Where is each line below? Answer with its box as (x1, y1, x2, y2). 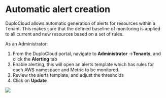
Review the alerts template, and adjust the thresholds (12, 72, 124, 78)
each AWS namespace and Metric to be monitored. (12, 67, 120, 73)
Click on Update (12, 77, 47, 83)
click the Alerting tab (12, 56, 57, 62)
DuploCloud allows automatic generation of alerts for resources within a (5, 20, 156, 26)
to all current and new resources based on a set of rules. (5, 31, 124, 37)
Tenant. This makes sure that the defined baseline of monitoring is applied (5, 25, 161, 31)
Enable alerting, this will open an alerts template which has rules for (12, 61, 154, 67)
